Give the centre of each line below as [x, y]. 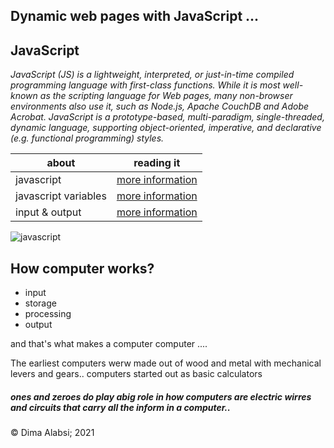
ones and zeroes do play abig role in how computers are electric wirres [161, 396]
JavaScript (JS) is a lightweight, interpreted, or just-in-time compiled [152, 75]
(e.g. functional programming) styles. [87, 138]
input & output [48, 212]
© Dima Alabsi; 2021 [52, 432]
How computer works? [82, 268]
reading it [157, 163]
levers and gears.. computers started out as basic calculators [136, 374]
